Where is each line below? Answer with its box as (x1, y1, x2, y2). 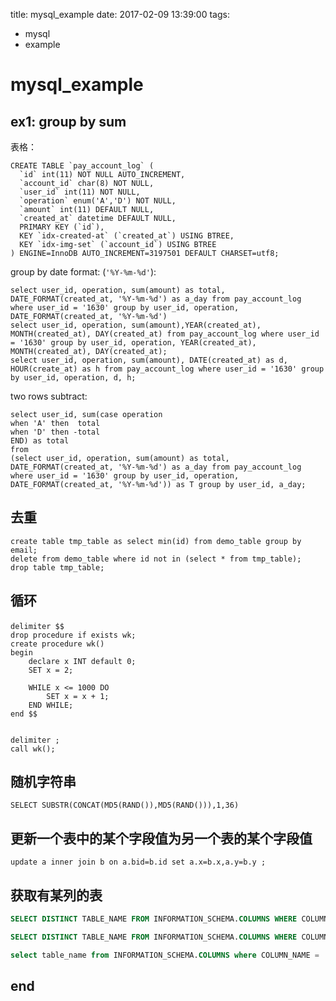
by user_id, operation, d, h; (10, 373, 137, 383)
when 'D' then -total (10, 427, 101, 437)
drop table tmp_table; (10, 562, 105, 573)
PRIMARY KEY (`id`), (19, 222, 105, 232)
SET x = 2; (28, 665, 74, 675)
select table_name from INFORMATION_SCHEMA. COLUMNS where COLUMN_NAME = (10, 950, 320, 960)
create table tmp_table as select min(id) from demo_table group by (10, 536, 302, 546)
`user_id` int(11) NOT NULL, (19, 187, 141, 197)
